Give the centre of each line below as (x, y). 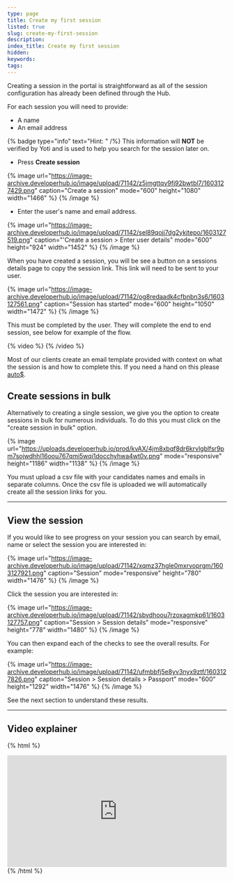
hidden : (18, 53)
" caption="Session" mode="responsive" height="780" (123, 573)
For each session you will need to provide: (68, 106)
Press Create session (48, 162)
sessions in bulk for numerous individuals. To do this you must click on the (114, 421)
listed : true (26, 27)
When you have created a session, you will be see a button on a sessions (112, 261)
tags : (15, 66)
